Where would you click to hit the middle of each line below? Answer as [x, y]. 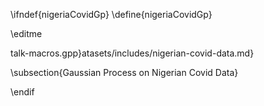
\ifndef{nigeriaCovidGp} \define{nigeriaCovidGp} [111, 14]
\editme [26, 33]
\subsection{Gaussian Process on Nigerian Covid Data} [124, 72]
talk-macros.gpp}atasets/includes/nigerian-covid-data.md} [132, 53]
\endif [22, 92]
